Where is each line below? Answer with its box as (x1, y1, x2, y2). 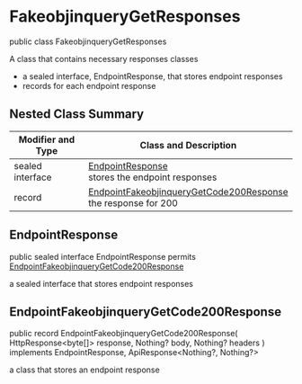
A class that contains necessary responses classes (9, 53, 199, 64)
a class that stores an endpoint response (9, 364, 160, 375)
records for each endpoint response (22, 80, 156, 91)
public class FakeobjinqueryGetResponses (9, 36, 167, 47)
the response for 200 (88, 196, 178, 209)
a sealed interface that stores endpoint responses (9, 278, 194, 289)
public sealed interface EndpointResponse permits (9, 251, 196, 262)
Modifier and (18, 133, 75, 146)
